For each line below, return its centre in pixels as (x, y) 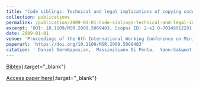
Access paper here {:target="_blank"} (52, 78)
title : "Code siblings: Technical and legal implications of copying (94, 11)
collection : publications (38, 17)
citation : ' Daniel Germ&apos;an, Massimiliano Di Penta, (81, 50)
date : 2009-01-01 (28, 34)
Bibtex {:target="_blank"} (36, 66)
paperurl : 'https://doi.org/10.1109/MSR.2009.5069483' (75, 45)
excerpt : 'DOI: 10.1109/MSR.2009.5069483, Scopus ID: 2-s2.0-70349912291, (100, 28)
